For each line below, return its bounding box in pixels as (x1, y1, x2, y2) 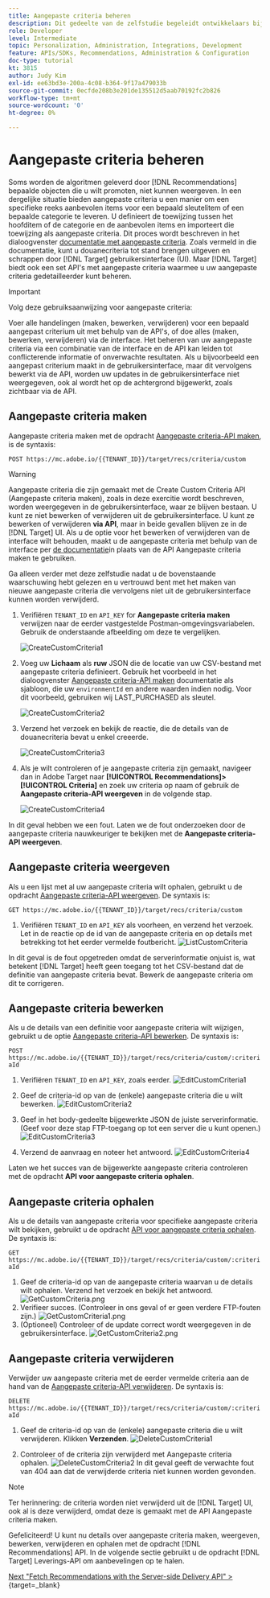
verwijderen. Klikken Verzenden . (19, 1434, 129, 1444)
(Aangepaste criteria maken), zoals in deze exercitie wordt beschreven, (8, 493, 244, 503)
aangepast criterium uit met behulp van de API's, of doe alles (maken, (8, 327, 239, 336)
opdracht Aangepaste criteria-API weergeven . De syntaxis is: (8, 890, 211, 900)
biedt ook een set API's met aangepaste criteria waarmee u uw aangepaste (8, 262, 257, 272)
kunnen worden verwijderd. (8, 594, 100, 604)
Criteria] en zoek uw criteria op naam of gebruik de (68, 780, 239, 790)
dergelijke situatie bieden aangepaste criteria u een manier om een (8, 194, 230, 203)
